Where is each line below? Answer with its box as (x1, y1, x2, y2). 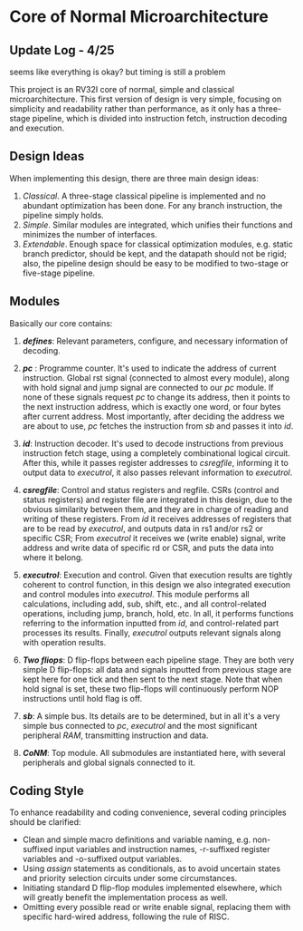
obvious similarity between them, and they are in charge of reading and (22, 503, 289, 514)
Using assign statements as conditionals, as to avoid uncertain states (22, 863, 281, 874)
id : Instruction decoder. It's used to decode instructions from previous (22, 438, 284, 449)
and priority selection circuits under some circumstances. (22, 873, 238, 884)
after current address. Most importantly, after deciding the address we (22, 411, 285, 422)
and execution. (9, 122, 65, 133)
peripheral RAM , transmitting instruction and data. (22, 730, 209, 741)
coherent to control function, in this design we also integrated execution (22, 578, 291, 590)
